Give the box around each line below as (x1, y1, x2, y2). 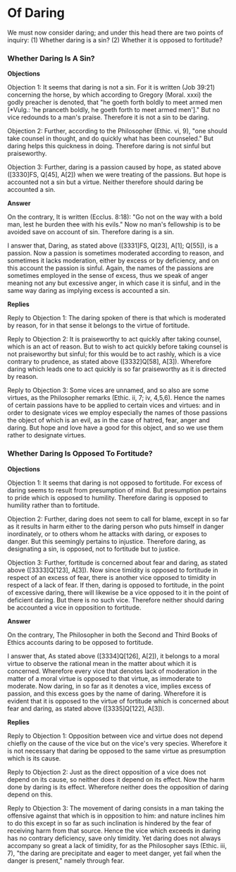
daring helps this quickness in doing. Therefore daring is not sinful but (7, 142, 211, 150)
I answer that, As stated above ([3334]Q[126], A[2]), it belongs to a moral (7, 651, 220, 660)
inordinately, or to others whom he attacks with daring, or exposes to (7, 529, 208, 538)
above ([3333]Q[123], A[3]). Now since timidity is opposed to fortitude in (7, 566, 218, 574)
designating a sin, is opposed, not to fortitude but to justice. (7, 545, 181, 553)
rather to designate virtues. (7, 431, 87, 440)
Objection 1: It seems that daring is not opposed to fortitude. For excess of (7, 478, 223, 487)
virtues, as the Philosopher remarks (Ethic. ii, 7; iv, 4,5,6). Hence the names (7, 394, 225, 402)
